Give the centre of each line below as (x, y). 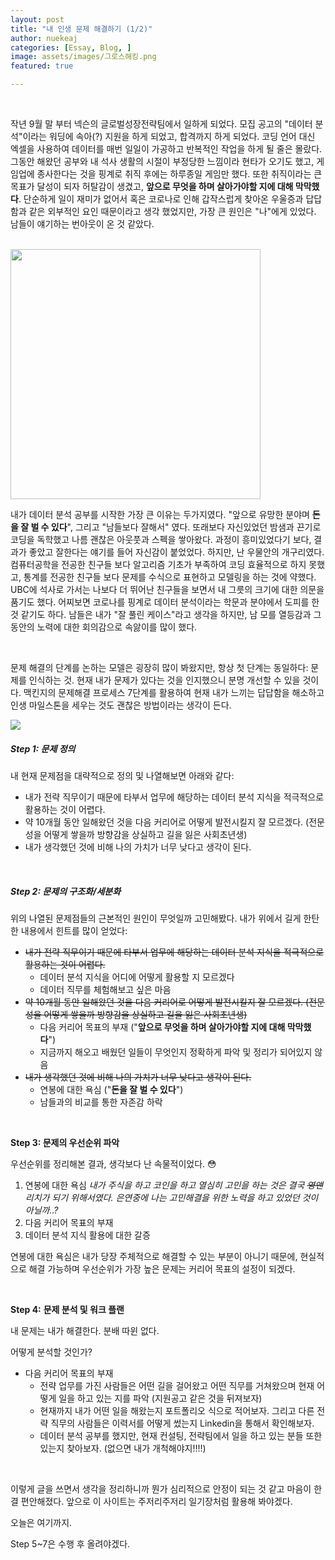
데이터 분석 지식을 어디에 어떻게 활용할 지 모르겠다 (137, 977)
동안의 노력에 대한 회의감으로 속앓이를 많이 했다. (104, 627)
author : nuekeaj (44, 38)
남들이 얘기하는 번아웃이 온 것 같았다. (82, 224)
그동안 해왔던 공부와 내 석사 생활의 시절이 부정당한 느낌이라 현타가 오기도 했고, (162, 161)
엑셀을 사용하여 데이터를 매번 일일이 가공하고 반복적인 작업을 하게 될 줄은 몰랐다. (166, 149)
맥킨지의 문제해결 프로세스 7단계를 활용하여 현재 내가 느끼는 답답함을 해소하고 (174, 692)
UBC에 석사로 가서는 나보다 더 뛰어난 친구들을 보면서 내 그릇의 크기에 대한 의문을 (167, 589)
